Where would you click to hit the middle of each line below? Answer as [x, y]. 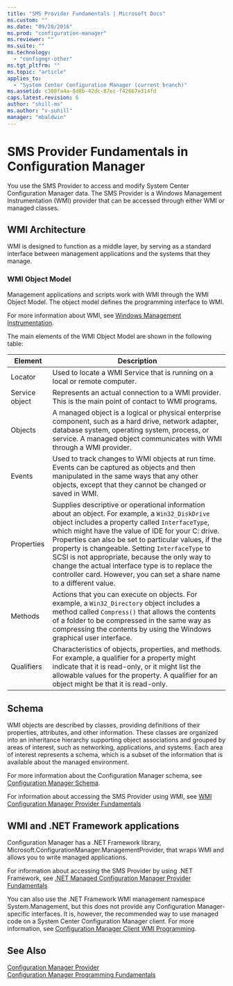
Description [137, 360]
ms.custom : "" [28, 20]
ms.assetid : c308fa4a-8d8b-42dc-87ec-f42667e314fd [82, 91]
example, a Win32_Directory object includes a [126, 603]
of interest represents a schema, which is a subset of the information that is [115, 755]
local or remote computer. [95, 381]
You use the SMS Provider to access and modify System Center [98, 186]
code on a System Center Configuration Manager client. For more [101, 921]
